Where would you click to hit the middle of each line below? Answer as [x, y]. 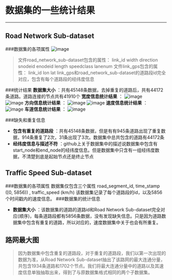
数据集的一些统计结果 [50, 10]
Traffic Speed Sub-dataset [49, 173]
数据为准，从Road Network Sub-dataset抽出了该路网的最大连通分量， [91, 260]
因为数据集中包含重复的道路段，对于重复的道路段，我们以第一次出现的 [92, 253]
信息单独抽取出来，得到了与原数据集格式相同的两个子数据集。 [87, 272]
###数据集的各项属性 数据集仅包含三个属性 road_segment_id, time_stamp [83, 186]
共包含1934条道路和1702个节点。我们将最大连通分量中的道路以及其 [89, 266]
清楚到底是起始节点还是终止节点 [60, 156]
